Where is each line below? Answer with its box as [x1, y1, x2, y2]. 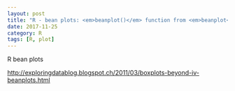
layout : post [7, 10, 45, 17]
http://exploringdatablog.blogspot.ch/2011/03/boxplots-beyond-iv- [7, 69, 199, 77]
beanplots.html [7, 76, 50, 84]
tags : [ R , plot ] [7, 36, 55, 43]
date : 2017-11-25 [7, 23, 58, 30]
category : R [7, 29, 42, 37]
